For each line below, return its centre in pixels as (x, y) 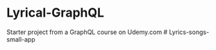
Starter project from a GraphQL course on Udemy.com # (87, 32)
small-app (21, 39)
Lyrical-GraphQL (56, 13)
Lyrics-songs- (189, 32)
